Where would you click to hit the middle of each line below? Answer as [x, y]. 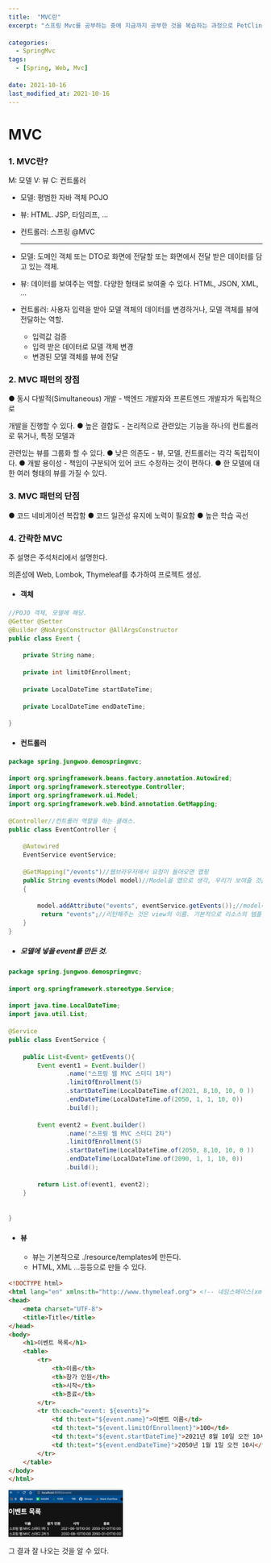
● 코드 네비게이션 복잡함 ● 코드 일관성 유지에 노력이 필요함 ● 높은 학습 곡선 [128, 515]
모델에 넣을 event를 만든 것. [63, 951]
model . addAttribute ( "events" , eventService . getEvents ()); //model [150, 906]
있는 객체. [44, 266]
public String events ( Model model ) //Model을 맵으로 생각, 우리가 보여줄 [138, 880]
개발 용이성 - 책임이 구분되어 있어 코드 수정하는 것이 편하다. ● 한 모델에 [139, 463]
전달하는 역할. [42, 319]
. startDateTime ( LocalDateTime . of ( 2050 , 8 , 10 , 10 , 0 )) [160, 1150]
